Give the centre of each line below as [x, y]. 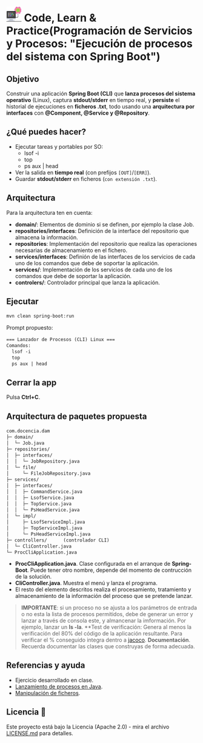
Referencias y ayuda [46, 666]
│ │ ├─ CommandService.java [45, 492]
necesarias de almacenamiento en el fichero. [71, 250]
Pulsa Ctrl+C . [23, 397]
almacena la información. [47, 237]
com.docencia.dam [28, 431]
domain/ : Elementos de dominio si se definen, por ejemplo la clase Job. [105, 224]
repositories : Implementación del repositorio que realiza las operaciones [106, 243]
